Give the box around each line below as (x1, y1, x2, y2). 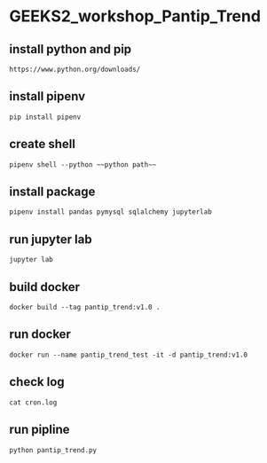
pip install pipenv (9, 113, 82, 122)
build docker (9, 279, 81, 294)
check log (9, 374, 65, 389)
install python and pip (9, 42, 132, 57)
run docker (9, 326, 71, 342)
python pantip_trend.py (9, 445, 98, 454)
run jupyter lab (9, 231, 92, 247)
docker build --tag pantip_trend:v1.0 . (9, 303, 161, 312)
